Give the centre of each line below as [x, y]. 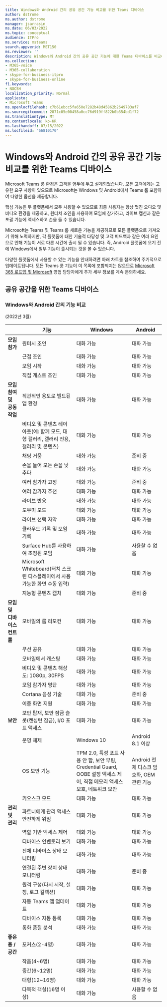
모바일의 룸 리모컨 [42, 621]
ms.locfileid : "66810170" [32, 130]
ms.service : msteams [27, 42]
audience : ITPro [22, 38]
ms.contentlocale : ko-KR [31, 121]
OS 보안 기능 [36, 771]
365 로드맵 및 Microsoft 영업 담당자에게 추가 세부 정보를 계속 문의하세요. [76, 272]
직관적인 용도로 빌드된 [46, 396]
